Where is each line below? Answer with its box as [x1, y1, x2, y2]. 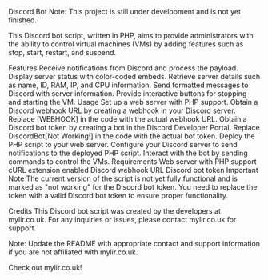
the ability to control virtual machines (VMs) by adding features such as [8, 39, 244, 49]
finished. [8, 15, 38, 25]
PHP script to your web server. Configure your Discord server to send [8, 140, 238, 149]
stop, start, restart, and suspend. [8, 48, 117, 57]
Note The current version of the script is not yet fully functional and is [8, 174, 238, 183]
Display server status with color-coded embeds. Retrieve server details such [8, 72, 261, 81]
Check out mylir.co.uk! [8, 263, 82, 272]
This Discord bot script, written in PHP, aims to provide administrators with [8, 31, 254, 40]
